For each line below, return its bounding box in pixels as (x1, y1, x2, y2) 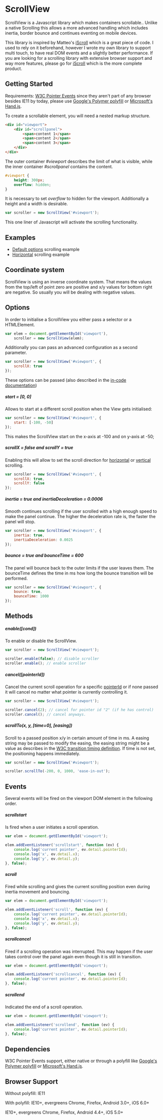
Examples (5, 233, 36, 242)
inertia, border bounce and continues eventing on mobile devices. (5, 30, 138, 36)
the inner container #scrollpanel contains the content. (5, 163, 113, 170)
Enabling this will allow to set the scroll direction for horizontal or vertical (5, 457, 151, 463)
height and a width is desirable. (5, 201, 68, 207)
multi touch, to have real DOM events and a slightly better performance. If (5, 50, 153, 56)
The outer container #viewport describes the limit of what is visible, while (5, 158, 153, 164)
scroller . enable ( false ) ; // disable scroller (5, 656, 99, 661)
